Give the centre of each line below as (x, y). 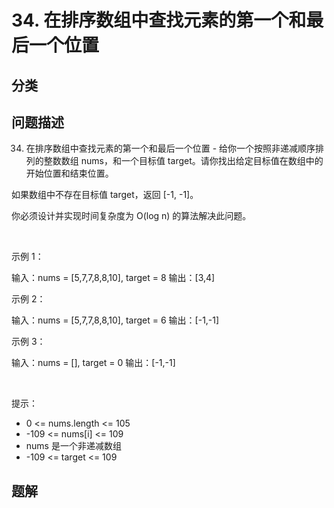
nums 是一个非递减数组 (73, 446)
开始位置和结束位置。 (69, 173)
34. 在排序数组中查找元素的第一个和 (159, 20)
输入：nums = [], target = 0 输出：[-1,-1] (93, 363)
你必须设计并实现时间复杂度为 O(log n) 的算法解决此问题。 (131, 216)
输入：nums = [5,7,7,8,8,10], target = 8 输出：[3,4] (113, 278)
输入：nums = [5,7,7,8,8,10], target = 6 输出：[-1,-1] (115, 320)
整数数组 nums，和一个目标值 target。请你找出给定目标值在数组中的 (183, 161)
